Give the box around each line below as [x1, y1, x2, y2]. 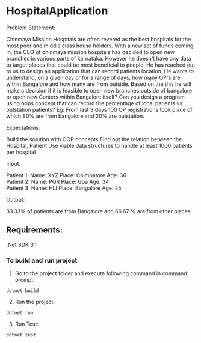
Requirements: [6, 225, 63, 235]
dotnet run [6, 310, 34, 316]
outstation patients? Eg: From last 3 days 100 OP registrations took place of [6, 106, 193, 113]
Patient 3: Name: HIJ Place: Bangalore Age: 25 [6, 184, 122, 192]
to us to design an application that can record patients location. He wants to [6, 67, 194, 74]
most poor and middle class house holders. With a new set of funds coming [6, 42, 194, 49]
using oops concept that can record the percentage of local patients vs [6, 99, 183, 106]
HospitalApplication [6, 4, 108, 18]
